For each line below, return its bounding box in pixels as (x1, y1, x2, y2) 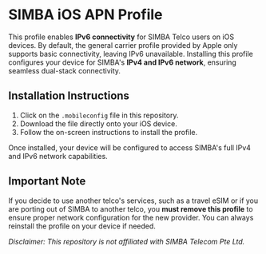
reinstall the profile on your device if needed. (8, 221, 156, 231)
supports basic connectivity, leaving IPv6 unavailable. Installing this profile (8, 49, 253, 58)
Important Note (8, 174, 86, 189)
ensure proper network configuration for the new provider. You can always (8, 212, 254, 222)
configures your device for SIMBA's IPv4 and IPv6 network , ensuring (8, 58, 237, 67)
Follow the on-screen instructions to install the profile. (19, 127, 198, 137)
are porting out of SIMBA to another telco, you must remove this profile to (8, 204, 253, 213)
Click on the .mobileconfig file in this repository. (19, 110, 179, 120)
